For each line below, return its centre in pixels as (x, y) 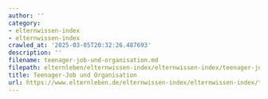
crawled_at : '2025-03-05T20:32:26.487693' (80, 46)
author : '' (26, 16)
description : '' (35, 53)
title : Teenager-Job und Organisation (73, 75)
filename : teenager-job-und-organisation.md (83, 61)
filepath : (25, 68)
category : (25, 23)
